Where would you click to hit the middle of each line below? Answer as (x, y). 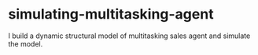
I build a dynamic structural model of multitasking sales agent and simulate (129, 36)
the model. (26, 43)
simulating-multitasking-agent (111, 14)
